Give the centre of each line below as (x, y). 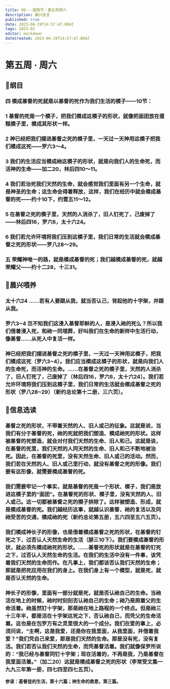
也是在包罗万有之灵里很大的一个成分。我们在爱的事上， (89, 624)
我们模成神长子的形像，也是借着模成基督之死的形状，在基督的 (81, 532)
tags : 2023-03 (20, 29)
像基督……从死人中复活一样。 (42, 339)
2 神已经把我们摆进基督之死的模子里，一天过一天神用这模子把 (80, 139)
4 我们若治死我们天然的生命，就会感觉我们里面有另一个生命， (80, 184)
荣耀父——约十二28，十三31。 (43, 267)
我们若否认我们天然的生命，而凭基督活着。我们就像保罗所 (86, 647)
